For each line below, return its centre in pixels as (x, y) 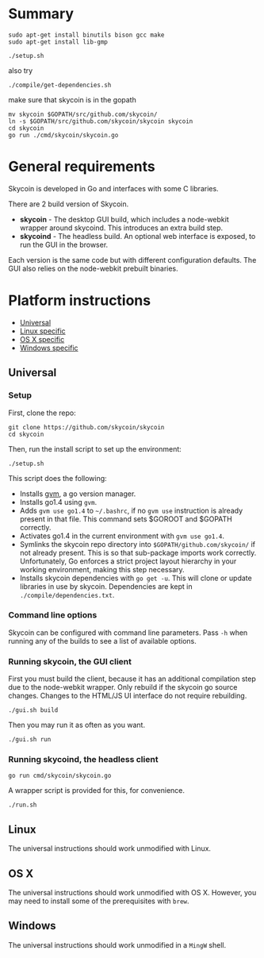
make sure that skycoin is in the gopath (72, 99)
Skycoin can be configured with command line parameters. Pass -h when (128, 633)
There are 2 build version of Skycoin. (69, 204)
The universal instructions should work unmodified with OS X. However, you (132, 893)
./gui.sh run (30, 740)
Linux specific (42, 331)
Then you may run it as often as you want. (77, 725)
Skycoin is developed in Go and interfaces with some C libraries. (114, 188)
